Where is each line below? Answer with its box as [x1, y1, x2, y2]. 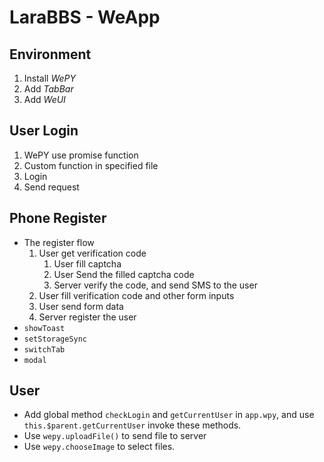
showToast [23, 323, 66, 333]
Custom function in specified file [23, 159, 159, 171]
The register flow [23, 236, 95, 248]
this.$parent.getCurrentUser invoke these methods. [23, 419, 242, 431]
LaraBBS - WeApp [9, 6, 161, 29]
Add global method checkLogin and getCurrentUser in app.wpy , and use [23, 409, 315, 421]
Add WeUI [23, 94, 66, 105]
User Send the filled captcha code [53, 268, 195, 280]
